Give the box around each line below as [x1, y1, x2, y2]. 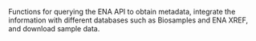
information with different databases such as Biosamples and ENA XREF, [8, 15, 249, 25]
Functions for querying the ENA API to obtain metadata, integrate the [8, 7, 236, 16]
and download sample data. [8, 24, 100, 33]
